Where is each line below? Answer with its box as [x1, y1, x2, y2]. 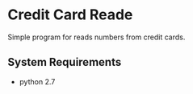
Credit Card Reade [7, 6, 133, 24]
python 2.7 [19, 76, 56, 86]
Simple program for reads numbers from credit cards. [7, 32, 186, 42]
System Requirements [7, 55, 122, 69]
